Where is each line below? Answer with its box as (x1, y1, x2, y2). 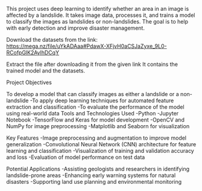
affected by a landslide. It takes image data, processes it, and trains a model (6, 11, 195, 19)
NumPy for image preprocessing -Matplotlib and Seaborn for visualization (6, 123, 190, 129)
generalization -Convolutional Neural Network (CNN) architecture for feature (6, 141, 197, 147)
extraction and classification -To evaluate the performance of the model (6, 103, 185, 111)
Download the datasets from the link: (6, 36, 98, 43)
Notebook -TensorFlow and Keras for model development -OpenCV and (6, 116, 185, 123)
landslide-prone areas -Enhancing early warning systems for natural (6, 172, 176, 179)
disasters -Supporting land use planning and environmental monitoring (6, 178, 182, 185)
